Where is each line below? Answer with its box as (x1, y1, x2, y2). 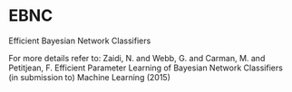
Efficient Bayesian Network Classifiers (8, 35, 151, 46)
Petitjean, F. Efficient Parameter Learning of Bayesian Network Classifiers (8, 62, 283, 73)
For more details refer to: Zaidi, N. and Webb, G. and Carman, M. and (8, 52, 266, 63)
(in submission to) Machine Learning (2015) (8, 71, 171, 82)
